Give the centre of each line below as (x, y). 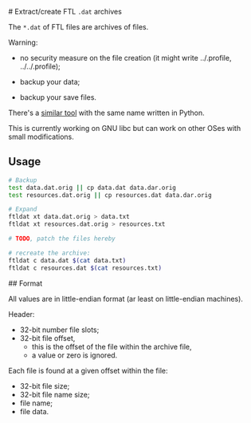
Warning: (23, 42)
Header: (22, 314)
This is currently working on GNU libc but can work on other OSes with (125, 128)
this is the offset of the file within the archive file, (112, 346)
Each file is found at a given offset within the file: (88, 370)
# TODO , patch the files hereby (62, 239)
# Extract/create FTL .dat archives (65, 12)
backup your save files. (58, 97)
